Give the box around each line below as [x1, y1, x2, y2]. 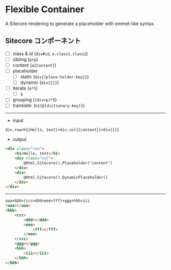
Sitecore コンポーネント [5, 37, 81, 46]
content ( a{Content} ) [12, 62, 56, 68]
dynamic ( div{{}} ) [20, 79, 60, 85]
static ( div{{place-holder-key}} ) [20, 74, 89, 80]
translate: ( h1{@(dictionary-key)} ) [12, 102, 85, 108]
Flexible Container [5, 4, 84, 15]
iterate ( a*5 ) [12, 85, 38, 92]
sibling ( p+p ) [12, 56, 38, 62]
